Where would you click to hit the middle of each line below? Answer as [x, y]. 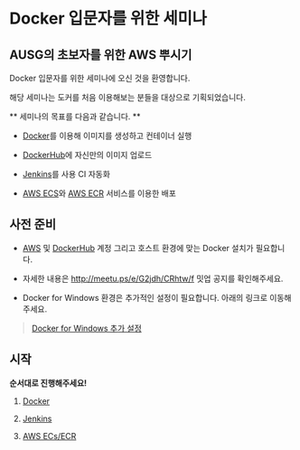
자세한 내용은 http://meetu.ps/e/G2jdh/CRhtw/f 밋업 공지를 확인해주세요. [153, 278]
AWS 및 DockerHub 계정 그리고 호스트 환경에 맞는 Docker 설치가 [138, 248]
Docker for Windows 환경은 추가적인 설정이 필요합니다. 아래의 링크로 [145, 297]
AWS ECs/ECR [49, 436]
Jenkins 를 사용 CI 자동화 [66, 174]
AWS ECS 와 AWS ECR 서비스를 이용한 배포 [99, 193]
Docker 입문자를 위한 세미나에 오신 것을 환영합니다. [100, 78]
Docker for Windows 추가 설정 [86, 328]
